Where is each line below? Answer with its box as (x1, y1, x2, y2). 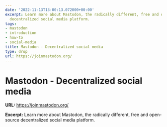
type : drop (5, 49, 28, 54)
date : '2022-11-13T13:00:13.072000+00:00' (5, 7, 94, 12)
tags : (5, 21, 16, 26)
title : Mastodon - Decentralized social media (5, 44, 103, 49)
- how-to (5, 35, 23, 40)
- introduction (5, 30, 37, 35)
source (5, 117, 20, 123)
